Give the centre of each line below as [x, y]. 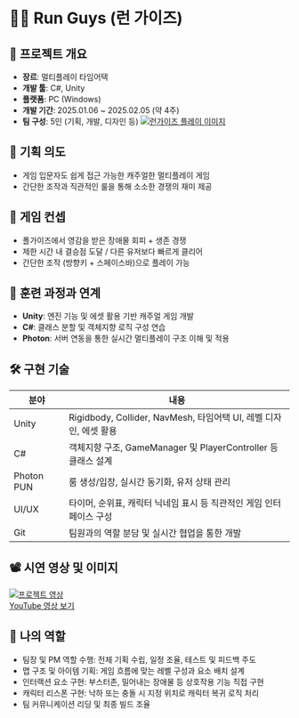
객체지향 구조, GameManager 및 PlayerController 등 [174, 448]
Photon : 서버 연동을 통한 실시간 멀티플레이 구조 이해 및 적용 [125, 338]
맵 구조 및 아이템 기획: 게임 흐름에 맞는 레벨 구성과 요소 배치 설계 [133, 670]
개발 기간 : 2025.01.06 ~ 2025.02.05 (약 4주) [101, 110]
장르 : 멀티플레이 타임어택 [65, 77]
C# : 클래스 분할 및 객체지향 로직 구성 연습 [94, 327]
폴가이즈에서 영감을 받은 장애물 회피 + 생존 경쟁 [104, 240]
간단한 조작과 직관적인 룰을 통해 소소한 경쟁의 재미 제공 [117, 186]
